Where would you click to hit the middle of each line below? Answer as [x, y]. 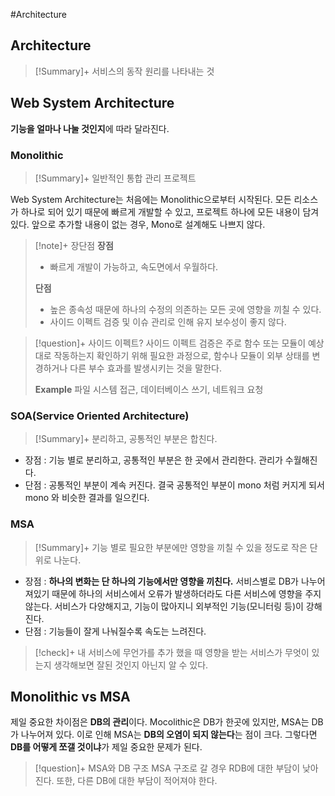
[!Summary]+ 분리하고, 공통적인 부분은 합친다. [126, 439]
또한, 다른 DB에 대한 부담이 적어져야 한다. [137, 781]
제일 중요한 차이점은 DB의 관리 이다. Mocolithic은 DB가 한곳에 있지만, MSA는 [160, 722]
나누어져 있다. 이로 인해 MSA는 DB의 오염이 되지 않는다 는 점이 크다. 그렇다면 [169, 735]
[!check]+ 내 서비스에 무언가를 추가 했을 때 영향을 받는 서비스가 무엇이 [172, 652]
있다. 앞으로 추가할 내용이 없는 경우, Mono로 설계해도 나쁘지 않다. [138, 224]
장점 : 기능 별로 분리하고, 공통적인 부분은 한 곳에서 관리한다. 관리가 [153, 460]
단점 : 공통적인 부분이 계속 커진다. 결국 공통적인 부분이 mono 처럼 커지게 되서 [174, 485]
